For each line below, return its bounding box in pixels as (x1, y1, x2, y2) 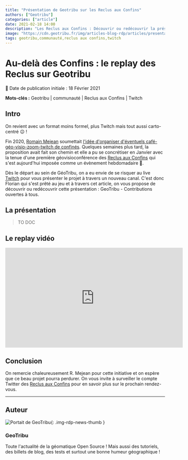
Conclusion (5, 357, 43, 365)
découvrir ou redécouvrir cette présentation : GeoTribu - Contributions (5, 186, 153, 192)
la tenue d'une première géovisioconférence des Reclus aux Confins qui (5, 154, 156, 160)
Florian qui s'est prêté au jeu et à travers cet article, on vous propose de (5, 181, 156, 187)
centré (5, 128, 19, 134)
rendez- (144, 381, 162, 387)
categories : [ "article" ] (5, 17, 58, 22)
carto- (148, 123, 161, 129)
